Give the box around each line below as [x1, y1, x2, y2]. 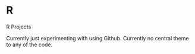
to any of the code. [6, 41, 53, 48]
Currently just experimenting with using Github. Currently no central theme [6, 34, 189, 42]
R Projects [6, 23, 32, 30]
